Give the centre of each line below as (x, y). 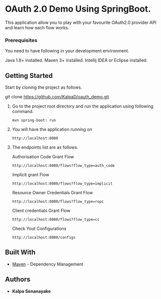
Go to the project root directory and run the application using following (83, 106)
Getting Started (29, 76)
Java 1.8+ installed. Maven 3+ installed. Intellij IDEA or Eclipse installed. (76, 60)
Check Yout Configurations (39, 229)
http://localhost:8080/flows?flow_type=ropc (58, 202)
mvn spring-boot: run (34, 120)
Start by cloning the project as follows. (44, 87)
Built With (20, 252)
